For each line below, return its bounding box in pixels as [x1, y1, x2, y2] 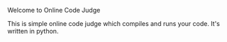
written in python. [7, 27, 59, 35]
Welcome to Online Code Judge [7, 6, 101, 14]
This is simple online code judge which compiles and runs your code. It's [7, 20, 221, 27]
